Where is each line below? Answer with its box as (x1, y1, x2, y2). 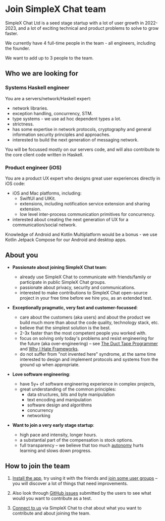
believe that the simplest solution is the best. (19, 325, 111, 330)
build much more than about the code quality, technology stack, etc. (19, 319, 160, 326)
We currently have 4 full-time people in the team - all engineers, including (5, 40, 156, 46)
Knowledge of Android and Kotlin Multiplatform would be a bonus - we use (5, 231, 158, 237)
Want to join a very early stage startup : (12, 422, 95, 428)
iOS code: (5, 180, 26, 187)
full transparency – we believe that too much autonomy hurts (19, 442, 144, 448)
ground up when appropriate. (19, 361, 80, 368)
